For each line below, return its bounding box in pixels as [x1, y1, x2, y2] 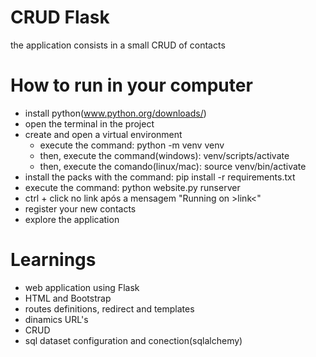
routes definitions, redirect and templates [24, 302, 195, 315]
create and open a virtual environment [24, 128, 183, 140]
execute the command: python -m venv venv [39, 139, 225, 151]
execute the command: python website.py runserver [24, 181, 241, 193]
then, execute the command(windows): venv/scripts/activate [39, 149, 290, 161]
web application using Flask [24, 281, 140, 293]
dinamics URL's [24, 313, 89, 325]
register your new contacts [24, 202, 137, 215]
